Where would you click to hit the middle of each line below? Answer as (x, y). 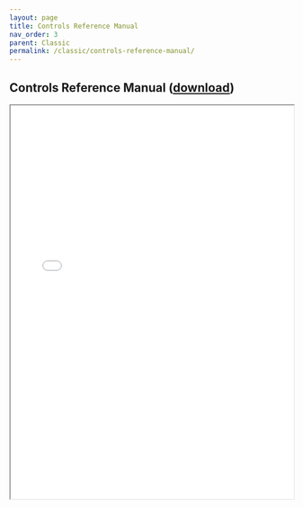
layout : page (34, 18)
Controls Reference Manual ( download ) (122, 88)
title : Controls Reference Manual (74, 26)
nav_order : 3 (34, 34)
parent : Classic (40, 43)
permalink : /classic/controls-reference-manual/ (102, 51)
